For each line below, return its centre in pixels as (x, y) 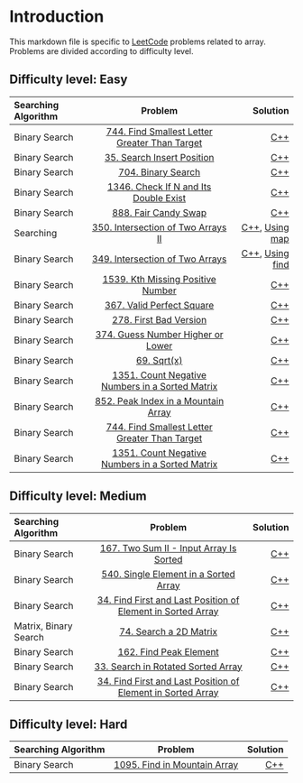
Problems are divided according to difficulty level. (101, 51)
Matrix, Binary (44, 626)
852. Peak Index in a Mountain (159, 401)
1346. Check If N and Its (159, 187)
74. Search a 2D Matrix (168, 631)
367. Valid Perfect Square (160, 305)
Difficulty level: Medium (78, 497)
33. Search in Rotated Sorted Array (169, 667)
